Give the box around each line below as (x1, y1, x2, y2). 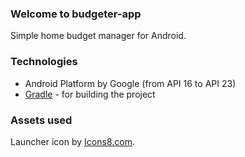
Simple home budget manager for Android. (10, 30, 187, 42)
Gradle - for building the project (24, 88, 156, 100)
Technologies (10, 55, 78, 69)
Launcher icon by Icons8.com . (10, 135, 135, 147)
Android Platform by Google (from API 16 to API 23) (24, 77, 237, 89)
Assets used (10, 113, 73, 127)
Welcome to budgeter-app (10, 7, 142, 21)
